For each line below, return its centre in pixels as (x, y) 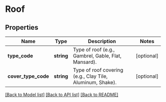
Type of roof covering (98, 70)
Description (102, 41)
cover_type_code (28, 76)
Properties (22, 27)
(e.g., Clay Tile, (90, 76)
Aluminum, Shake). (95, 82)
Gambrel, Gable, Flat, (97, 56)
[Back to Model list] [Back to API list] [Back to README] (62, 95)
